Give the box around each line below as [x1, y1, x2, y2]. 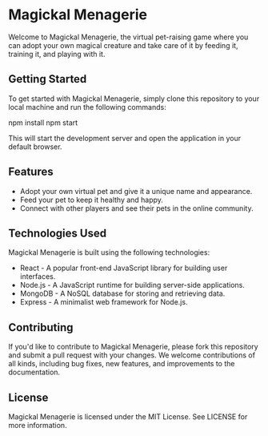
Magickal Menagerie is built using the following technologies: [8, 248, 210, 257]
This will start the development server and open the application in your [8, 133, 242, 143]
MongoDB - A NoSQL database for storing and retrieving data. [19, 289, 226, 298]
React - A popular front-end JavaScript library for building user [19, 263, 228, 273]
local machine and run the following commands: [8, 102, 166, 111]
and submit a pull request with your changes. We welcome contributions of [8, 350, 256, 360]
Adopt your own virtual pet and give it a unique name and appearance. [19, 186, 253, 196]
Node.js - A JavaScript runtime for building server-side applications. [19, 281, 246, 290]
